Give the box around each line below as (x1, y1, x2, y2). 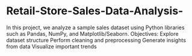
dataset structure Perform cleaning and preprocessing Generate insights (6, 36, 187, 43)
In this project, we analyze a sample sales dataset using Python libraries (6, 24, 185, 31)
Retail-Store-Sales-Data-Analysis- (6, 4, 184, 18)
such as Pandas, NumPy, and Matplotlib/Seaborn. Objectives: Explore (6, 30, 179, 37)
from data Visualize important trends (6, 43, 98, 50)
